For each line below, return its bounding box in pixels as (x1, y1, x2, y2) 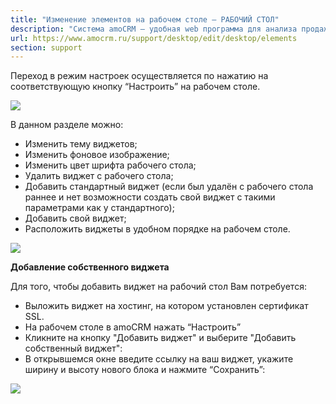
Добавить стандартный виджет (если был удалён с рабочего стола (24, 181, 314, 193)
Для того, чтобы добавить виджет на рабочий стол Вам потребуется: (10, 281, 307, 293)
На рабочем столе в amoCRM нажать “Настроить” (24, 321, 242, 333)
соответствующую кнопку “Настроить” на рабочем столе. (10, 81, 261, 93)
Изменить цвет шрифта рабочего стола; (24, 159, 197, 171)
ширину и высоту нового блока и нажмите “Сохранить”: (24, 364, 266, 376)
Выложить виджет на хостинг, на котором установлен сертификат (24, 300, 309, 312)
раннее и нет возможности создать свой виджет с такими (24, 191, 276, 203)
